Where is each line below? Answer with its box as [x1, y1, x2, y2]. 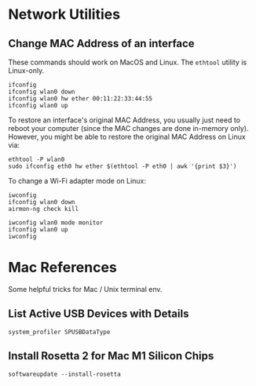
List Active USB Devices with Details [8, 308, 189, 321]
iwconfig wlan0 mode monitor [8, 219, 104, 227]
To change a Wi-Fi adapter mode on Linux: [8, 177, 147, 185]
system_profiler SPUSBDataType [8, 328, 111, 336]
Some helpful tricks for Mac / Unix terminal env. [8, 284, 163, 293]
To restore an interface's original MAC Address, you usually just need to [8, 115, 241, 125]
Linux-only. [8, 66, 45, 75]
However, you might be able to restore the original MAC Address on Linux [8, 132, 246, 141]
